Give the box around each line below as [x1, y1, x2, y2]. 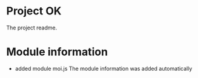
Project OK [6, 4, 62, 18]
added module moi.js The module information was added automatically [15, 65, 193, 72]
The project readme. [6, 24, 58, 31]
